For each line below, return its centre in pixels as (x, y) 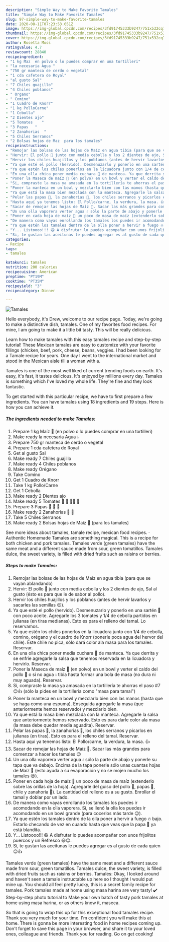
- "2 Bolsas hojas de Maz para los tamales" (54, 141)
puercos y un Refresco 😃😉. (42, 840)
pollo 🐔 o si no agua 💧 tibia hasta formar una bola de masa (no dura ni (84, 675)
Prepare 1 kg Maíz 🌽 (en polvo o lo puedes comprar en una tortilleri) (83, 432)
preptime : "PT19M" (25, 277)
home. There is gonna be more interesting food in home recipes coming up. (84, 923)
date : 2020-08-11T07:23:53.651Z (39, 24)
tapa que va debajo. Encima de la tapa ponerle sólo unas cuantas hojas (87, 765)
